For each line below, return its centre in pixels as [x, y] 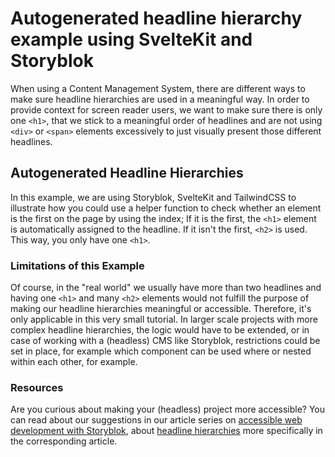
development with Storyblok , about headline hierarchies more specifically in [166, 431]
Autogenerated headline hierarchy [156, 18]
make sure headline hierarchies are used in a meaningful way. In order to [160, 99]
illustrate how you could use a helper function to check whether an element [166, 208]
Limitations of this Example [77, 265]
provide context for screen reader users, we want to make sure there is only [166, 109]
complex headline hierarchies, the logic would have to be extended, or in [160, 330]
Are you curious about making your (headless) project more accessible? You [168, 409]
